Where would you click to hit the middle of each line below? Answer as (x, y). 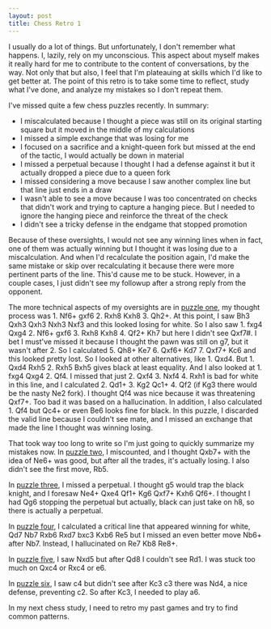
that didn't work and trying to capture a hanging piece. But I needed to (137, 206)
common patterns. (39, 616)
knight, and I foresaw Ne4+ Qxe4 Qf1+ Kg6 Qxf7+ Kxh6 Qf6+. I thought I (129, 493)
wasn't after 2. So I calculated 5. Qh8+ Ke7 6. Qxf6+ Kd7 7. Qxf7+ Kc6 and (132, 350)
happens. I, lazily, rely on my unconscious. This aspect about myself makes (134, 55)
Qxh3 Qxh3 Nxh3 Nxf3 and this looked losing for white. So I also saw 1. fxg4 (135, 324)
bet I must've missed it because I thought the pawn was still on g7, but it (129, 342)
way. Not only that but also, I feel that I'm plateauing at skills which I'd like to (135, 72)
